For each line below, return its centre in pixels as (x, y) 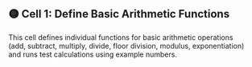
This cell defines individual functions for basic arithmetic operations (121, 37)
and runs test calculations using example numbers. (93, 54)
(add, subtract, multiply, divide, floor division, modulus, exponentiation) (126, 45)
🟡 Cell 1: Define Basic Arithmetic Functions (119, 14)
